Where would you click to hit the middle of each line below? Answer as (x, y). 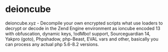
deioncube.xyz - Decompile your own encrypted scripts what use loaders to (84, 23)
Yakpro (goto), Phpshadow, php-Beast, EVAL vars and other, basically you (82, 39)
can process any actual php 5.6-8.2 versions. (52, 44)
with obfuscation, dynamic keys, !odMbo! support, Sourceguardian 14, (78, 33)
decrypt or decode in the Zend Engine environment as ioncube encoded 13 (83, 28)
